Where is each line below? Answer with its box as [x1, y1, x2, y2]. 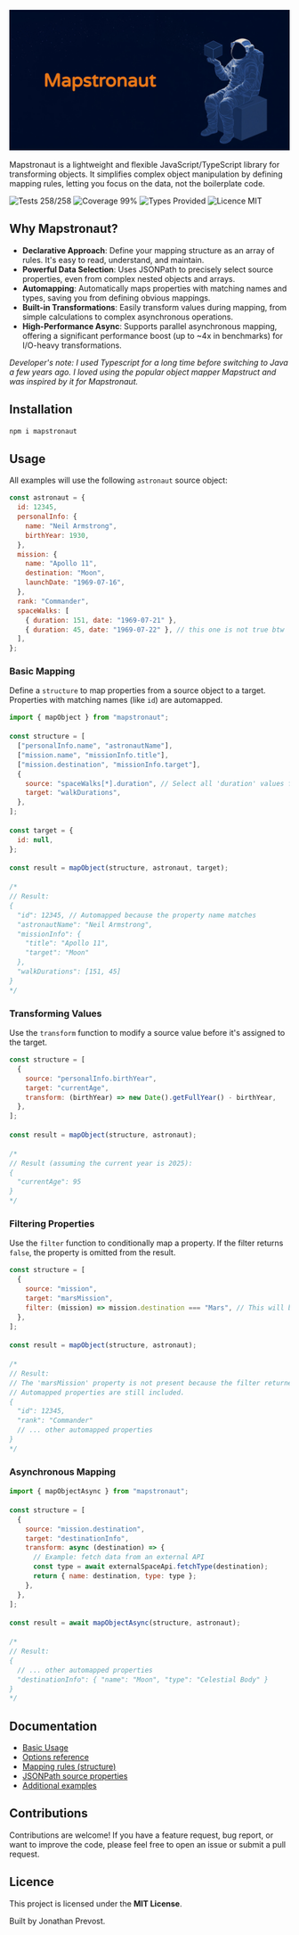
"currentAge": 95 [17, 1178, 82, 1187]
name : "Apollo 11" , [25, 559, 98, 568]
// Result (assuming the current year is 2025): [9, 1159, 193, 1168]
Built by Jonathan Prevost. [9, 1915, 106, 1926]
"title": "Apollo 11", [25, 939, 109, 948]
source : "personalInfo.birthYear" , [25, 1074, 158, 1083]
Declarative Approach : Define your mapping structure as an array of [21, 244, 275, 255]
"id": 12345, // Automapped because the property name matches [17, 911, 256, 920]
